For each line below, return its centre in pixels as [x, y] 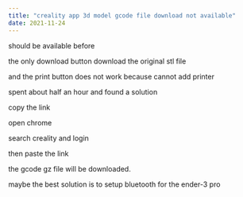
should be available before [52, 45]
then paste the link [39, 153]
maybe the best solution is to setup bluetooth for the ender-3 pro [114, 184]
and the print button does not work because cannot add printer [111, 76]
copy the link [29, 107]
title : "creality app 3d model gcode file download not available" [122, 15]
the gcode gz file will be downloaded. [69, 168]
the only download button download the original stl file [97, 61]
